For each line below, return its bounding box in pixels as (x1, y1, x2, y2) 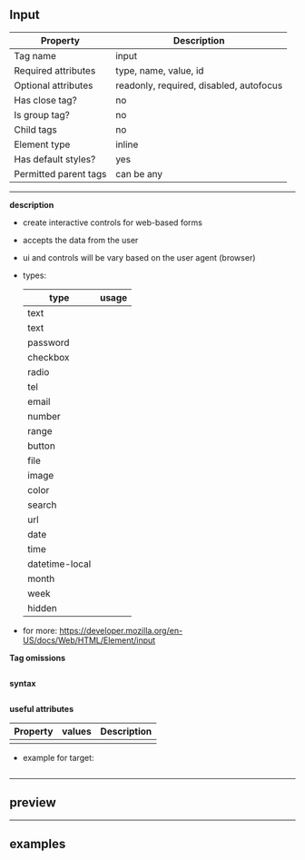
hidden (26, 601, 57, 614)
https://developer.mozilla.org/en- (59, 625, 183, 636)
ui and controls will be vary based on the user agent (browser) (22, 252, 256, 262)
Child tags (14, 123, 57, 135)
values (62, 725, 93, 737)
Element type (14, 138, 71, 151)
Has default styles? (14, 153, 96, 165)
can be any (114, 167, 163, 180)
